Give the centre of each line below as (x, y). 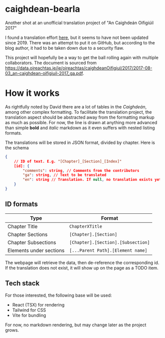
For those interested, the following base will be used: (58, 295)
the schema (17, 148)
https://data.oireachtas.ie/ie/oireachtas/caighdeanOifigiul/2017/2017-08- (79, 68)
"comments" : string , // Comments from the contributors (81, 170)
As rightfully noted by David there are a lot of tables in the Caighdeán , (76, 106)
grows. (12, 330)
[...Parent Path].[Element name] (109, 250)
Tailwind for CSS (29, 310)
